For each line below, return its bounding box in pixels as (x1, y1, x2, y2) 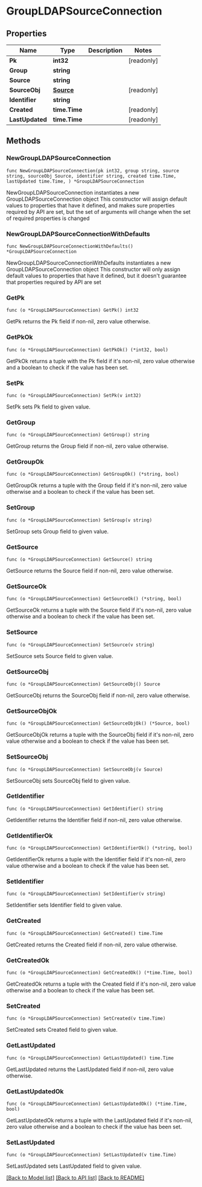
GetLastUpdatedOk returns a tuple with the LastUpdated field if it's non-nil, (6, 1116, 193, 1124)
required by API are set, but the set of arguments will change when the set (6, 208, 191, 215)
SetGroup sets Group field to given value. (6, 528, 109, 535)
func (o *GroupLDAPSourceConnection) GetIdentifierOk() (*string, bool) (6, 845, 193, 852)
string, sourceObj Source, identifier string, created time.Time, (6, 173, 177, 179)
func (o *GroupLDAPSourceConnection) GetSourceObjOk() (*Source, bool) (6, 720, 190, 726)
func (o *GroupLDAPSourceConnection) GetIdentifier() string (6, 806, 163, 812)
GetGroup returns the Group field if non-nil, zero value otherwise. (6, 442, 169, 450)
